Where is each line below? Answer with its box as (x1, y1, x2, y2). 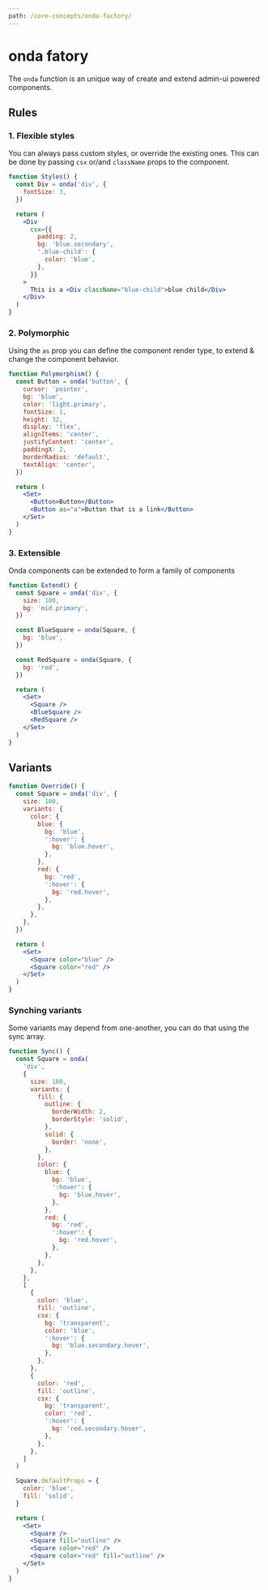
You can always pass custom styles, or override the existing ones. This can (8, 148, 259, 158)
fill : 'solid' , (23, 1492, 74, 1501)
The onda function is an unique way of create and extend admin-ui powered (8, 74, 261, 84)
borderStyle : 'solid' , (51, 1115, 129, 1124)
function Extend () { (8, 581, 79, 589)
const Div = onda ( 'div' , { (15, 180, 107, 189)
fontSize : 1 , (23, 407, 67, 416)
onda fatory (8, 46, 89, 65)
